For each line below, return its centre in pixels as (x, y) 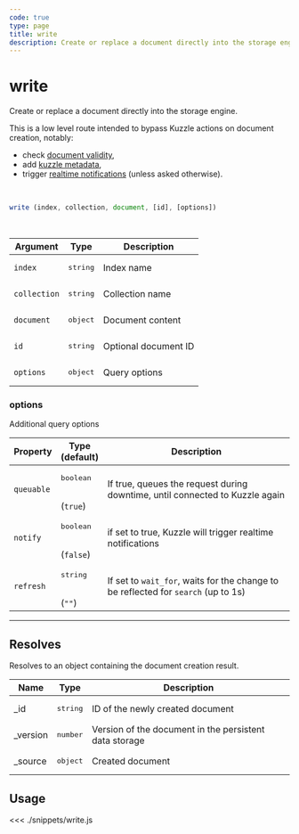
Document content (142, 320)
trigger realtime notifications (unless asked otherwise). (122, 174)
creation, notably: (41, 138)
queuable (32, 489)
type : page (29, 26)
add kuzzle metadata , (62, 165)
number (70, 735)
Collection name (137, 293)
